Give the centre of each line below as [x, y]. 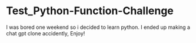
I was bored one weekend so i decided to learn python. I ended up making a [98, 27]
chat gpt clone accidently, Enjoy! [46, 33]
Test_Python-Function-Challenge [90, 11]
